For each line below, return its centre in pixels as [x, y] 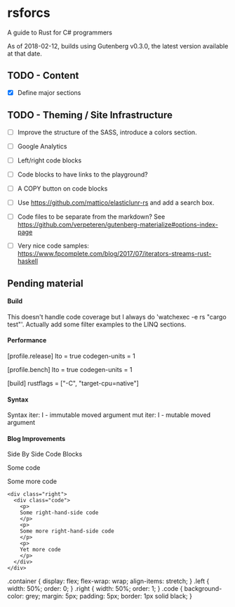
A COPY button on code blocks [62, 189]
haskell [28, 261]
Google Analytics [42, 146]
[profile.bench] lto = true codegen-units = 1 [70, 369]
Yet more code [40, 550]
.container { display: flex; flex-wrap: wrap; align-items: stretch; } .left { [108, 581]
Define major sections [49, 92]
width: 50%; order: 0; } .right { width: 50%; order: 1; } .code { [95, 589]
